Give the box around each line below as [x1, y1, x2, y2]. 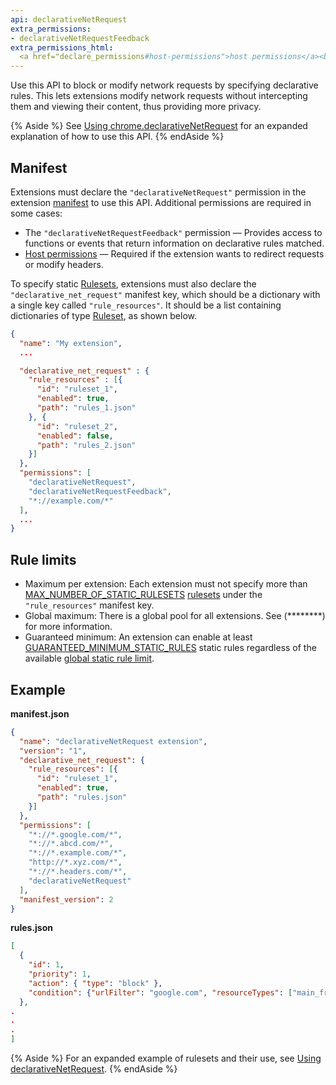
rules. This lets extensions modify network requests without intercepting [10, 90, 308, 102]
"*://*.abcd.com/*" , [28, 839, 114, 849]
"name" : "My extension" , [19, 338, 123, 348]
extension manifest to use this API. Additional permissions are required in [10, 196, 312, 208]
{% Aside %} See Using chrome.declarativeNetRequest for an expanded [10, 120, 308, 132]
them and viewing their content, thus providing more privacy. [10, 101, 262, 113]
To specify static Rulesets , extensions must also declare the [10, 277, 257, 290]
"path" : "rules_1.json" [36, 403, 137, 413]
